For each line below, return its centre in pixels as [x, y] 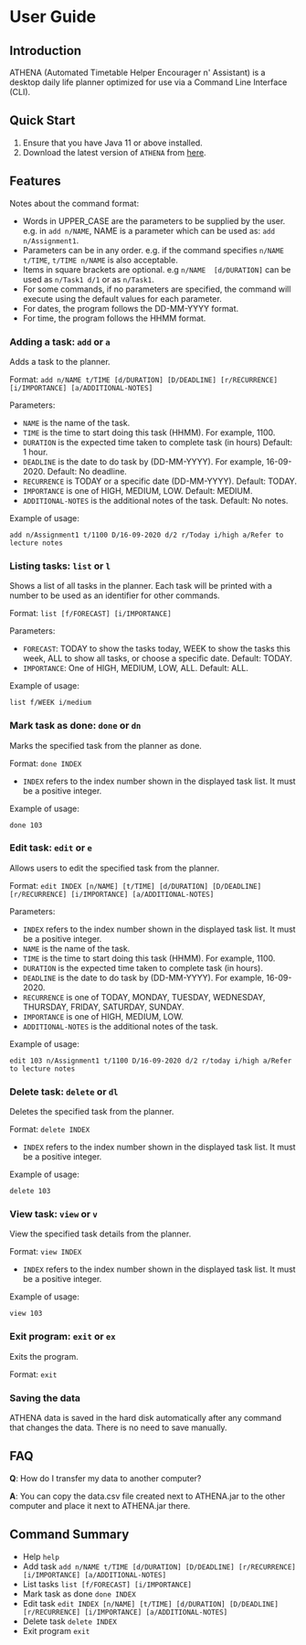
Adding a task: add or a [60, 342]
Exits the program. [44, 1356]
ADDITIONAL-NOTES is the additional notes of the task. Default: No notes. [155, 500]
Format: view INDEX [46, 1252]
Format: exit [33, 1374]
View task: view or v [53, 1214]
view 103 [26, 1314]
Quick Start [42, 121]
